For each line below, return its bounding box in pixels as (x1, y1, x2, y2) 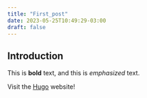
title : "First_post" (7, 10, 69, 18)
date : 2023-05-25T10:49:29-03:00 (7, 17, 107, 24)
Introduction (7, 50, 64, 62)
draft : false (7, 23, 46, 31)
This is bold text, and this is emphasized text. (7, 69, 140, 77)
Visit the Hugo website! (7, 82, 76, 91)
